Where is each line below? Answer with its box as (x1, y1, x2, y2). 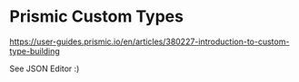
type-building (9, 45, 61, 56)
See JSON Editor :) (9, 63, 80, 74)
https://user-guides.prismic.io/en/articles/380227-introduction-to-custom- (9, 36, 290, 47)
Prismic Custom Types (9, 6, 184, 27)
